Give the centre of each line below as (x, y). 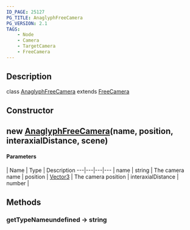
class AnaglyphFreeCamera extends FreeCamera (68, 91)
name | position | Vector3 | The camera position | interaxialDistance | (93, 176)
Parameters (21, 156)
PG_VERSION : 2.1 (27, 23)
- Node (26, 35)
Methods (24, 202)
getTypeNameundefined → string (57, 220)
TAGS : (13, 29)
